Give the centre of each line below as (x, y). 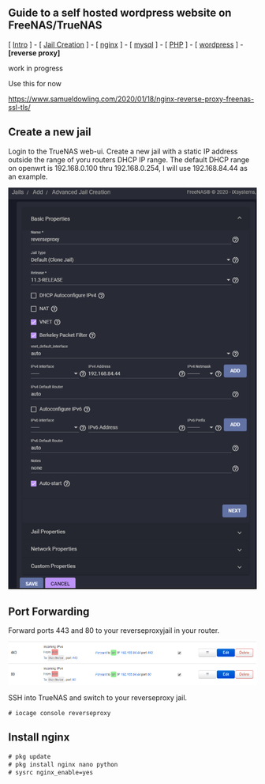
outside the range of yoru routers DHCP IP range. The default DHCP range (129, 159)
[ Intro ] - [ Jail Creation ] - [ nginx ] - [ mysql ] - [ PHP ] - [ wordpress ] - (126, 44)
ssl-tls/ (20, 107)
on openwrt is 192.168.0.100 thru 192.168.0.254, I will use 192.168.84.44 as (128, 168)
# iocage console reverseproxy (60, 713)
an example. (28, 176)
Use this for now (35, 83)
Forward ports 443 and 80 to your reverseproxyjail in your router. (114, 631)
